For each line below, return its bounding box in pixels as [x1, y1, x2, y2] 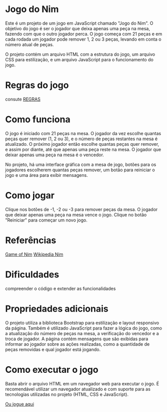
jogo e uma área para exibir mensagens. [5, 172, 88, 178]
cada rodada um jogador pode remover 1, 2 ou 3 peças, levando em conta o [5, 36, 161, 42]
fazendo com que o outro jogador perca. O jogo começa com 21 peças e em [5, 31, 162, 37]
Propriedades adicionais [5, 303, 108, 315]
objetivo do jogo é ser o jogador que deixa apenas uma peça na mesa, [5, 25, 150, 31]
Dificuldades [5, 269, 59, 280]
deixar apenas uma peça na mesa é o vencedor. [5, 152, 104, 158]
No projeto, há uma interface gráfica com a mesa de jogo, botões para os [5, 161, 156, 167]
